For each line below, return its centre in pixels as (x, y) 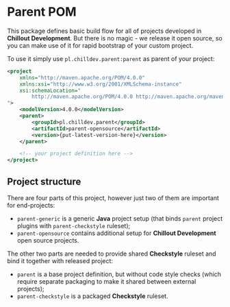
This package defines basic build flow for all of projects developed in (104, 31)
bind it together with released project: (60, 261)
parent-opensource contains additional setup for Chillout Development (117, 233)
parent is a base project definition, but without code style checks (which (119, 274)
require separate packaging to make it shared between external (106, 281)
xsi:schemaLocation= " (50, 90)
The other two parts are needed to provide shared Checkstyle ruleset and (112, 254)
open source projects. (48, 240)
